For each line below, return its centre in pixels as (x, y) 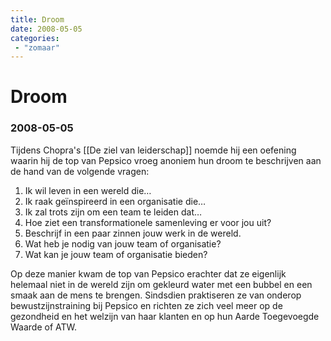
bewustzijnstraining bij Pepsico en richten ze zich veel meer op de (146, 305)
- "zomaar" (37, 47)
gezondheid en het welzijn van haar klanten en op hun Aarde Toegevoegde (165, 316)
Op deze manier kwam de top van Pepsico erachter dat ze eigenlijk (148, 273)
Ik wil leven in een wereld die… (88, 190)
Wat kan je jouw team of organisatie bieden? (116, 254)
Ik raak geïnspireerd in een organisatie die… (115, 201)
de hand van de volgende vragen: (80, 171)
